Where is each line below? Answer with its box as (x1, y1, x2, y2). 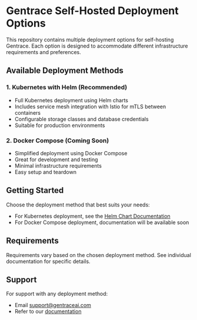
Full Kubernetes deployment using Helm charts (14, 96, 128, 104)
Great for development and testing (14, 156, 98, 163)
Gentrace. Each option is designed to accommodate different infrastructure (6, 42, 188, 49)
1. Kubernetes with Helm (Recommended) (6, 84, 128, 92)
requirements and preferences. (6, 48, 81, 55)
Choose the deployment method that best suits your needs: (6, 201, 150, 208)
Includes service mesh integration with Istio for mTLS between (14, 103, 166, 110)
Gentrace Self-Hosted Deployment (6, 4, 179, 18)
